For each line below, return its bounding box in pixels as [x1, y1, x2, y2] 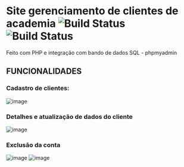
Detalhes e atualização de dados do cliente [6, 112, 133, 121]
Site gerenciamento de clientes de [6, 4, 179, 18]
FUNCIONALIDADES [6, 67, 82, 77]
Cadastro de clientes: [6, 84, 70, 93]
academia [6, 17, 56, 30]
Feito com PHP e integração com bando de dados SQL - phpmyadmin [6, 49, 177, 56]
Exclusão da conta [6, 141, 61, 149]
